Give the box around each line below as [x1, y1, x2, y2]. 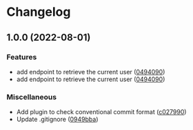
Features [6, 52, 37, 62]
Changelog [6, 4, 71, 20]
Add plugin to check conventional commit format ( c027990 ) [16, 108, 187, 116]
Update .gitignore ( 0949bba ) [16, 115, 99, 124]
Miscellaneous [6, 92, 57, 102]
